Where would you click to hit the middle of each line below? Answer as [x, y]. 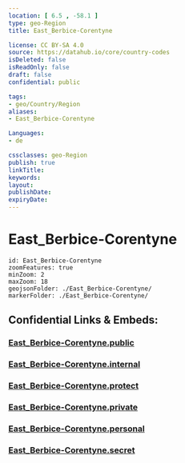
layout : [21, 185]
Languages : [26, 134]
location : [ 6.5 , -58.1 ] [53, 16]
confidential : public [44, 82]
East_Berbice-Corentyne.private [73, 407]
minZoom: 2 [26, 274]
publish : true [32, 162]
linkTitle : [26, 170]
